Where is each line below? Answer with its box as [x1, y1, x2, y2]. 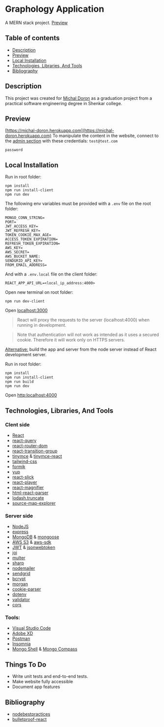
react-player [12, 479, 38, 485]
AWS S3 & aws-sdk [12, 539, 51, 545]
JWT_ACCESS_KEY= [5, 224, 38, 229]
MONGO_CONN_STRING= [5, 215, 45, 221]
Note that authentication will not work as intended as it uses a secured [17, 332, 159, 337]
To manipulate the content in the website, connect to [52, 133, 159, 139]
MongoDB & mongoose [12, 534, 60, 540]
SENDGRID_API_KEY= [5, 258, 43, 263]
